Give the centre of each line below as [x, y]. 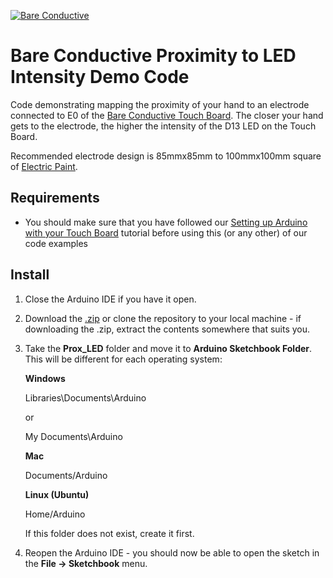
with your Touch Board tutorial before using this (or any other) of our [166, 232]
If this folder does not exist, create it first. [109, 533]
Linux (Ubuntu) [57, 494]
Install [30, 275]
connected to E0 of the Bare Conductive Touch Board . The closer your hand [167, 115]
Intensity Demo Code [100, 77]
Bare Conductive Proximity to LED [153, 56]
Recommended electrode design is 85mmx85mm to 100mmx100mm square [166, 156]
